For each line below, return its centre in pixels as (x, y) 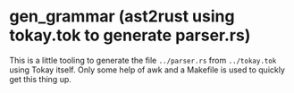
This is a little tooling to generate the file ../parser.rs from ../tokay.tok (143, 60)
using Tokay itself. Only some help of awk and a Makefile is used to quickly (147, 70)
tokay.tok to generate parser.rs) (130, 35)
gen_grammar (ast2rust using (122, 17)
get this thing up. (40, 79)
